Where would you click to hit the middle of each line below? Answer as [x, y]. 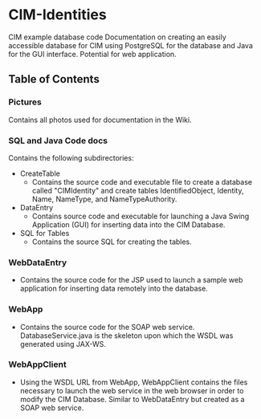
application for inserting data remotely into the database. [114, 289]
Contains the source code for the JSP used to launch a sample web [131, 280]
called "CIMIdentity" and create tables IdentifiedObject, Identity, [138, 190]
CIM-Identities [57, 15]
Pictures [25, 102]
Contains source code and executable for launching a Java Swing [141, 216]
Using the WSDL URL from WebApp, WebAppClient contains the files [134, 382]
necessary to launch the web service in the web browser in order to [132, 390]
